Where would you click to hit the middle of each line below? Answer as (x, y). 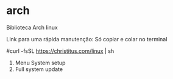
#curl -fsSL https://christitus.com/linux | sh (60, 51)
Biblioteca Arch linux (32, 27)
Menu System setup (40, 63)
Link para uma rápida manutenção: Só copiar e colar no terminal (87, 39)
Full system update (39, 69)
